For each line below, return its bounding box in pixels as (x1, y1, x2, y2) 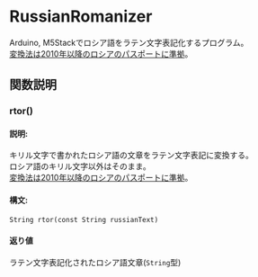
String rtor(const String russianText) (9, 215, 159, 224)
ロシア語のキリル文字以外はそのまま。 (9, 161, 151, 172)
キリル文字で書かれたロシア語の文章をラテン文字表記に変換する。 (9, 150, 254, 161)
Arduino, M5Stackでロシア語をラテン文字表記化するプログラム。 (9, 37, 249, 48)
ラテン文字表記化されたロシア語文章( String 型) (9, 256, 182, 267)
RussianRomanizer (9, 6, 153, 27)
